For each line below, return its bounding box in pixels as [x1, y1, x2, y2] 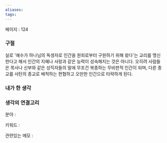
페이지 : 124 [5, 26, 28, 32]
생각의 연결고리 [5, 99, 40, 106]
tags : [5, 12, 16, 17]
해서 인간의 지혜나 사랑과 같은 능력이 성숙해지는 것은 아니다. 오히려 [18, 58, 148, 64]
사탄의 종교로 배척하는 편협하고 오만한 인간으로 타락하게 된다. [14, 71, 133, 77]
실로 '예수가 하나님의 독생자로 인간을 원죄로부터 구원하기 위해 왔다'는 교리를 [5, 52, 152, 58]
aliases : [5, 7, 23, 12]
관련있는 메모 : [5, 133, 33, 139]
